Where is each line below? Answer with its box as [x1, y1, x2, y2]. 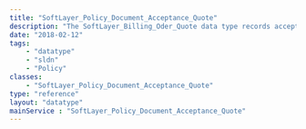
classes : [9, 73, 43, 82]
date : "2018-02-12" [9, 30, 84, 39]
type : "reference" [9, 89, 79, 98]
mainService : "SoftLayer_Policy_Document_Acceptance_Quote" [9, 106, 247, 115]
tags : [9, 38, 30, 48]
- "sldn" [25, 55, 59, 64]
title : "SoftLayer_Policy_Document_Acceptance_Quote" [9, 13, 219, 23]
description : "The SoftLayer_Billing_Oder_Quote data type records [9, 22, 271, 31]
